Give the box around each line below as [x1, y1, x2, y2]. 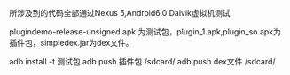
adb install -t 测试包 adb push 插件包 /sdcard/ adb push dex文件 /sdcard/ [9, 56, 277, 66]
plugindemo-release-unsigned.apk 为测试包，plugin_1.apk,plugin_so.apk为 [9, 26, 282, 37]
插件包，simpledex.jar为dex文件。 [9, 38, 134, 48]
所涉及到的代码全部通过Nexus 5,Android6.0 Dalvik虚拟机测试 [9, 8, 231, 18]
